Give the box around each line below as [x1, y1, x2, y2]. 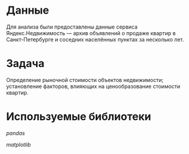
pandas [6, 129, 26, 137]
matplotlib [6, 141, 31, 148]
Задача [6, 57, 45, 70]
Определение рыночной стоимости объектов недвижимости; [6, 76, 164, 83]
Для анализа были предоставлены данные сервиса [6, 23, 138, 30]
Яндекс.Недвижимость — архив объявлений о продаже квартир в [6, 29, 176, 36]
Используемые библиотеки [6, 110, 151, 124]
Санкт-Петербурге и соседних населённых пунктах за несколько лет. [6, 36, 184, 43]
